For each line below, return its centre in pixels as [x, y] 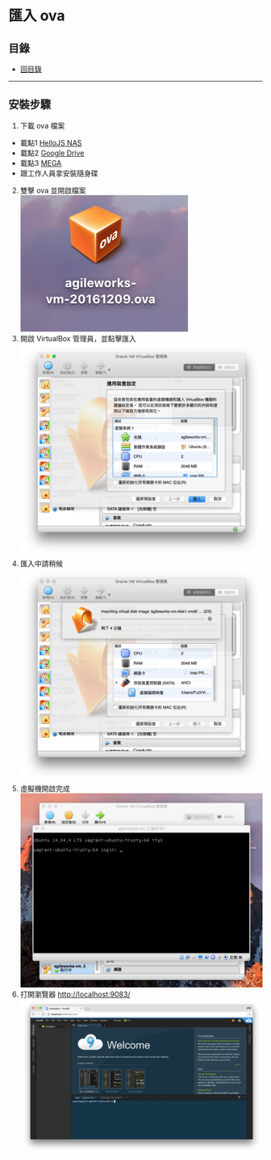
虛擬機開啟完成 [45, 788]
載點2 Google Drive [52, 153]
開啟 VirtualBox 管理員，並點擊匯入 [78, 338]
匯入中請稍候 [41, 563]
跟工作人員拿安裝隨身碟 [59, 173]
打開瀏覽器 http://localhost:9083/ [75, 994]
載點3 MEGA [41, 163]
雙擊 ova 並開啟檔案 [53, 190]
